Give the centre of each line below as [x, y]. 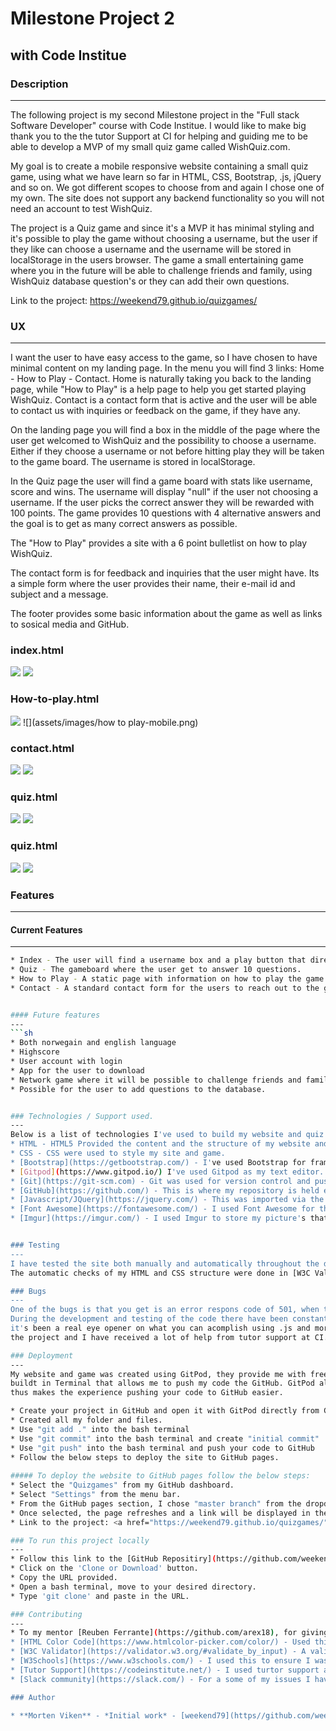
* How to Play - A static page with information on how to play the [156, 978]
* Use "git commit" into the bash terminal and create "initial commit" [165, 1438]
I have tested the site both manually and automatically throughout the [165, 1263]
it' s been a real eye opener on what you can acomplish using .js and [160, 1328]
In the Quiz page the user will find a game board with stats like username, [161, 481]
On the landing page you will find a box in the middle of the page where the [165, 430]
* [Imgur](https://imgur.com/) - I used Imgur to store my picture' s [158, 1218]
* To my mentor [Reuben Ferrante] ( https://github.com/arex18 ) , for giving [169, 1633]
